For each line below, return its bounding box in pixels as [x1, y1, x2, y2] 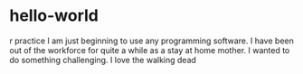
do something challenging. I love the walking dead [9, 54, 197, 65]
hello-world [9, 5, 99, 26]
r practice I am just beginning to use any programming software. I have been [9, 35, 294, 46]
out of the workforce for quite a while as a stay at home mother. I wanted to [9, 44, 290, 55]
